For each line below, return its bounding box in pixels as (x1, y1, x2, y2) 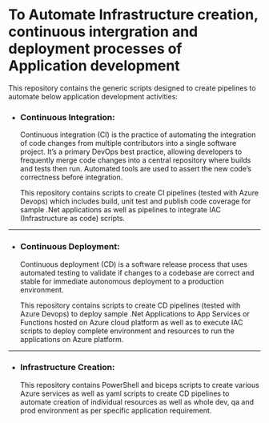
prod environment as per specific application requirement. (19, 405, 212, 415)
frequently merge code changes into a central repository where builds (19, 155, 251, 165)
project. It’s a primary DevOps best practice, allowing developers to (19, 147, 243, 157)
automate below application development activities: (8, 91, 179, 101)
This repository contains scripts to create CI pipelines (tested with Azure (19, 188, 259, 198)
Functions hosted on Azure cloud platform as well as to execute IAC (19, 317, 243, 327)
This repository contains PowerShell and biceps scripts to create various (19, 380, 260, 389)
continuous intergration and (8, 22, 199, 41)
